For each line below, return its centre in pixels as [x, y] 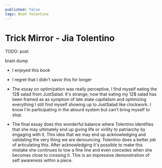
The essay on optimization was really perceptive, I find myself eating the [84, 89]
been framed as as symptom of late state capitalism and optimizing [79, 100]
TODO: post [17, 51]
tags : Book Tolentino [27, 14]
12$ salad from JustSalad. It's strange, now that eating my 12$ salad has [84, 94]
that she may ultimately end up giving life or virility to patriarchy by [79, 130]
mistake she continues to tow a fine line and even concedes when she [82, 150]
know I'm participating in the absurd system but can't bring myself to [81, 110]
